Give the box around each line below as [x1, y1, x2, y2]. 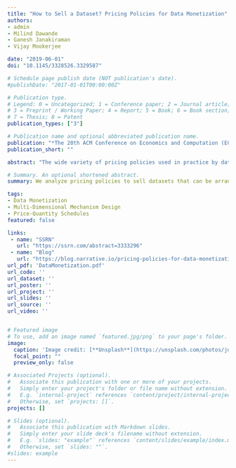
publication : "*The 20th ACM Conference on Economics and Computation [7, 139, 218, 146]
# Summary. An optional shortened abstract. [7, 171, 140, 178]
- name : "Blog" [10, 249, 55, 256]
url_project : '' [7, 288, 55, 295]
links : [7, 229, 27, 236]
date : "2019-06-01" [7, 56, 65, 63]
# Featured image [7, 327, 58, 334]
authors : [7, 17, 33, 24]
